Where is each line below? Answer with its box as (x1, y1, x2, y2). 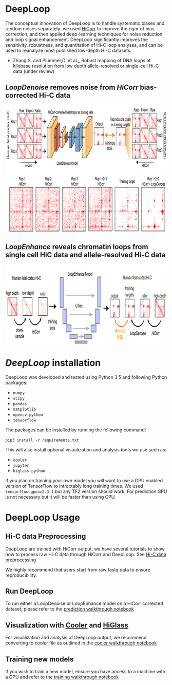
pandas (12, 401, 27, 406)
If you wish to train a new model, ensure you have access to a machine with (5, 668, 166, 674)
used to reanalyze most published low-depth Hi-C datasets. (5, 47, 132, 53)
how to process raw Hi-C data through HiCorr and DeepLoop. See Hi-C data (5, 551, 167, 557)
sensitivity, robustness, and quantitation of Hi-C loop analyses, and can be (5, 42, 163, 48)
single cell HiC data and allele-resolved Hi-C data (5, 251, 166, 259)
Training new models (5, 655, 74, 663)
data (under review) (12, 68, 55, 74)
